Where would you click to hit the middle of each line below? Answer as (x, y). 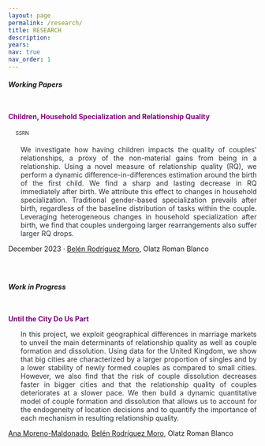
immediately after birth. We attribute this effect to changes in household (139, 191)
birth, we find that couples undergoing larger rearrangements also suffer (139, 225)
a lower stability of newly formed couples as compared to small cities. (139, 367)
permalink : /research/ (45, 23)
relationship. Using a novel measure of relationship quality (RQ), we (139, 166)
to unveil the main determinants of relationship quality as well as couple (139, 342)
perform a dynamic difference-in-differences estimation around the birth (139, 174)
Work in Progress (37, 287)
